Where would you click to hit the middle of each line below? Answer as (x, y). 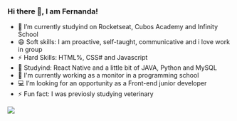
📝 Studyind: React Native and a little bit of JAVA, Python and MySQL (117, 68)
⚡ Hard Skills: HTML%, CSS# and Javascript (83, 58)
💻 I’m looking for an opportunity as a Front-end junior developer (112, 83)
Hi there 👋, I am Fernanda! (53, 11)
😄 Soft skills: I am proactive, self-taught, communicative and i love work (123, 42)
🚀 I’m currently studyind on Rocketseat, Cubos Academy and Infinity (118, 27)
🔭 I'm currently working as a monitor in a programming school (108, 75)
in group (30, 50)
